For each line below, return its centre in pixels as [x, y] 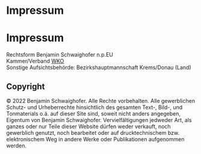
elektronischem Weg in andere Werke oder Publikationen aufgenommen [95, 139]
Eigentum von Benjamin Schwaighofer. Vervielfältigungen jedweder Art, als [99, 120]
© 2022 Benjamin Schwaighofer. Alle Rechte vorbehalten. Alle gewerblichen [101, 100]
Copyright [26, 86]
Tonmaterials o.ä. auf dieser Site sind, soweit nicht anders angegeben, [94, 113]
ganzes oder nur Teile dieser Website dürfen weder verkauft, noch [88, 126]
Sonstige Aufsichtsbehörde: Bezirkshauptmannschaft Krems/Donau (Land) [99, 67]
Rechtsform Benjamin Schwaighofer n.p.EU [60, 55]
